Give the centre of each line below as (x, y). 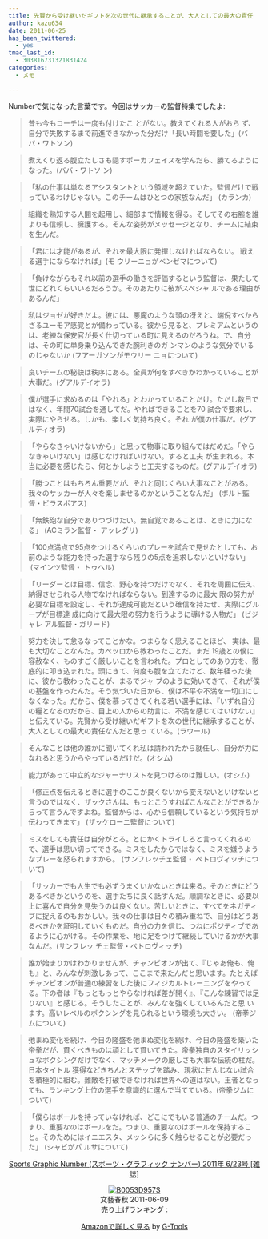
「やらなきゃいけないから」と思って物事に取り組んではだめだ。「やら (141, 446)
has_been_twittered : (43, 38)
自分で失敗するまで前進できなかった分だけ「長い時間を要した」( (134, 133)
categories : (28, 68)
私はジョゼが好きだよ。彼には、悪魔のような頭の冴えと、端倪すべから (143, 315)
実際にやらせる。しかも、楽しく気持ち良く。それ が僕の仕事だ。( (135, 419)
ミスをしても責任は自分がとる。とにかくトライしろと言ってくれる (136, 839)
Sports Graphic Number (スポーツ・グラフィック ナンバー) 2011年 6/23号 (129, 1164)
